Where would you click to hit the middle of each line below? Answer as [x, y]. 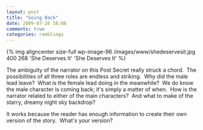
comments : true [26, 29]
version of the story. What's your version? [59, 121]
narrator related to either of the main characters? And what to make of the [100, 96]
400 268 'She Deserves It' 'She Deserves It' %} [66, 58]
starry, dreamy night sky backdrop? [51, 102]
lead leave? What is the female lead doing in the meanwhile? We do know [100, 83]
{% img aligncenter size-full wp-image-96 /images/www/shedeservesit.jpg [101, 52]
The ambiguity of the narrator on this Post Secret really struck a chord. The [101, 70]
